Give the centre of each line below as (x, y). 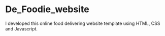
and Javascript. (22, 28)
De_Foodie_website (47, 9)
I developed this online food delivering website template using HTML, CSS (83, 23)
